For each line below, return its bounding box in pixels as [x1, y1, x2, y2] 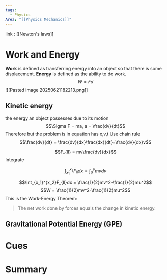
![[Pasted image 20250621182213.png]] [5, 87, 88, 93]
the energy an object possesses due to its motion [5, 115, 109, 121]
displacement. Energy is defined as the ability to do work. [5, 71, 126, 77]
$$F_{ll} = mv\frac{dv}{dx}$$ [54, 149, 117, 155]
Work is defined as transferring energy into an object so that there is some [5, 66, 162, 72]
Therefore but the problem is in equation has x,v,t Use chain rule [5, 131, 141, 137]
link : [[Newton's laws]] [5, 31, 54, 37]
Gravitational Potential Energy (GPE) [5, 220, 123, 229]
